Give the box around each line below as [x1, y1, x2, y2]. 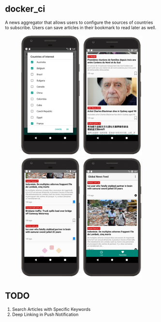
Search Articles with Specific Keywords [12, 306, 91, 312]
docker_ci [5, 3, 45, 15]
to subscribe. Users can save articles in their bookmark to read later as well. [5, 24, 157, 30]
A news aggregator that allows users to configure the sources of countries [5, 19, 153, 25]
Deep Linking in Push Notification [12, 312, 79, 318]
